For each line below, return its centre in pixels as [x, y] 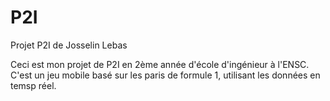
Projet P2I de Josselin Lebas [69, 45]
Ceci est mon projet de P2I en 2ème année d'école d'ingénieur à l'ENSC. [160, 64]
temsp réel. [33, 85]
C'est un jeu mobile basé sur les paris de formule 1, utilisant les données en [165, 75]
